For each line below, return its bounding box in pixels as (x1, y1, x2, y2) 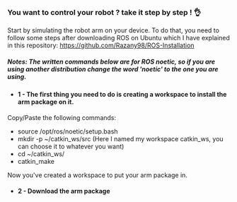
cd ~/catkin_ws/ (17, 149, 65, 158)
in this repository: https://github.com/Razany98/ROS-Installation (7, 41, 195, 49)
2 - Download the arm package (17, 187, 111, 196)
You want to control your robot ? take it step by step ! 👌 (7, 7, 202, 17)
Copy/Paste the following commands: (7, 113, 117, 121)
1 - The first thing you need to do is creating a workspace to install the (17, 90, 227, 99)
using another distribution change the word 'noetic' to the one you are (7, 64, 219, 73)
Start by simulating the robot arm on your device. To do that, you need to (7, 26, 219, 35)
